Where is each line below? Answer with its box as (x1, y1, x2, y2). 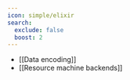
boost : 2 (14, 33, 43, 42)
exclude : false (14, 26, 64, 34)
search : (7, 19, 33, 27)
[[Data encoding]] (18, 55, 77, 64)
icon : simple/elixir (7, 11, 75, 20)
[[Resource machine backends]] (18, 64, 123, 73)
